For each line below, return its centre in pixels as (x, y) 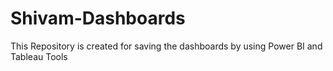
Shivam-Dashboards (98, 18)
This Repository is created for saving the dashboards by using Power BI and (166, 46)
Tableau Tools (39, 56)
